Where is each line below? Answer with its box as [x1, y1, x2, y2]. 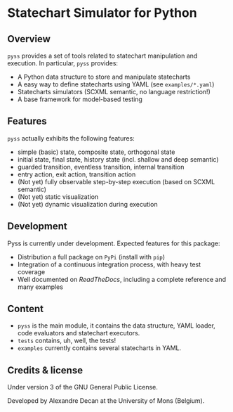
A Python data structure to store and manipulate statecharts [17, 72, 191, 81]
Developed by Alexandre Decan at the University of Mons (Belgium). [7, 397, 205, 405]
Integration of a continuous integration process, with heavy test [17, 260, 201, 269]
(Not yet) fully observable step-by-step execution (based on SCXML [17, 177, 215, 186]
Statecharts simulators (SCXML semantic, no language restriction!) [17, 88, 211, 96]
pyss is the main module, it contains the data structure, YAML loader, [17, 321, 215, 330]
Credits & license [7, 364, 83, 376]
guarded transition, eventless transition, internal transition [17, 162, 185, 171]
